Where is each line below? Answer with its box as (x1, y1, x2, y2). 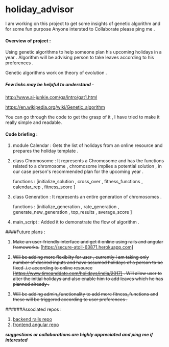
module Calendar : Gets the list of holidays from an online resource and (12, 142, 163, 148)
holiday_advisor (5, 4, 74, 15)
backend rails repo (12, 316, 53, 323)
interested (5, 337, 28, 343)
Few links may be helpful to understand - (5, 81, 94, 87)
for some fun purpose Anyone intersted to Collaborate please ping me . (5, 26, 155, 32)
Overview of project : (5, 37, 51, 44)
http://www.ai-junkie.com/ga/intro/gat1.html (5, 94, 98, 101)
